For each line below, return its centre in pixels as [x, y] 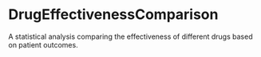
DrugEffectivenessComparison [113, 15]
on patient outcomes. [43, 44]
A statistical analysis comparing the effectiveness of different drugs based [130, 36]
